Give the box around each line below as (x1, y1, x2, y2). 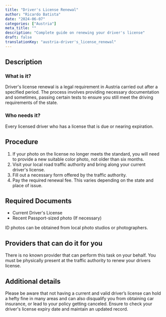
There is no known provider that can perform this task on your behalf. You (5, 252, 156, 258)
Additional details (5, 277, 61, 285)
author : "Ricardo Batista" (5, 12, 61, 17)
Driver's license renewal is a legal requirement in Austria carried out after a (5, 84, 158, 90)
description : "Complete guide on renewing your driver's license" (5, 30, 145, 35)
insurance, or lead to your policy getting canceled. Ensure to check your (5, 301, 153, 307)
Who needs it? (5, 112, 41, 119)
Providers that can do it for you (5, 239, 103, 248)
